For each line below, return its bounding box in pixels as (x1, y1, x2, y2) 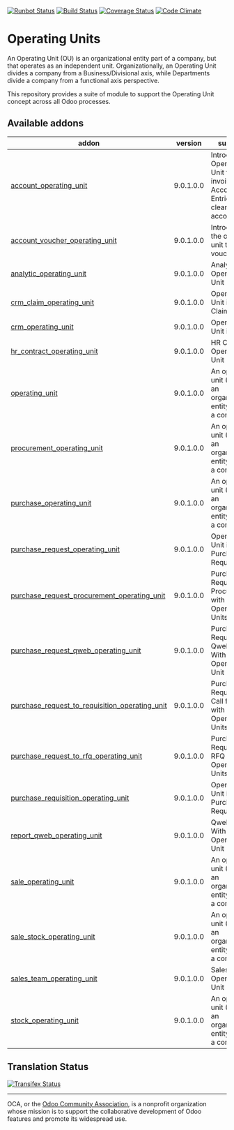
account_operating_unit (10, 180, 88, 190)
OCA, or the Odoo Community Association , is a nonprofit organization (7, 1099, 207, 1108)
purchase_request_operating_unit (10, 544, 120, 554)
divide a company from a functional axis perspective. (7, 76, 160, 84)
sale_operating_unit (10, 877, 75, 886)
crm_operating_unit (10, 322, 75, 332)
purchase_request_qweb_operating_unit (10, 646, 141, 655)
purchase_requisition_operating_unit (10, 793, 130, 803)
